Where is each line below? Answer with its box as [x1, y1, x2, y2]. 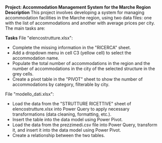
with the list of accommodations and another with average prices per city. [5, 20, 155, 26]
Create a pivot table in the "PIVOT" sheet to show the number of [12, 76, 143, 82]
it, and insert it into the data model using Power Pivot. [12, 127, 121, 133]
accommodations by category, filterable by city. [12, 81, 110, 87]
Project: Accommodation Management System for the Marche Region [5, 4, 151, 10]
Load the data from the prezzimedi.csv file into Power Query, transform [12, 122, 158, 128]
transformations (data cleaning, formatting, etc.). [12, 111, 112, 117]
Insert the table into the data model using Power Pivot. [12, 117, 123, 122]
